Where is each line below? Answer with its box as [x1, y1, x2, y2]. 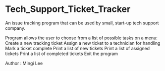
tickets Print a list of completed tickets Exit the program [5, 51, 118, 57]
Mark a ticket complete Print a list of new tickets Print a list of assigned [5, 45, 150, 51]
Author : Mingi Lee [5, 60, 43, 66]
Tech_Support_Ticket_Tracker [5, 3, 131, 15]
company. [5, 25, 26, 31]
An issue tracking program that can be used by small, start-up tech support [5, 20, 159, 26]
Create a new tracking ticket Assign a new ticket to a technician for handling [5, 40, 161, 46]
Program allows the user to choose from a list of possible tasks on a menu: [5, 35, 158, 41]
